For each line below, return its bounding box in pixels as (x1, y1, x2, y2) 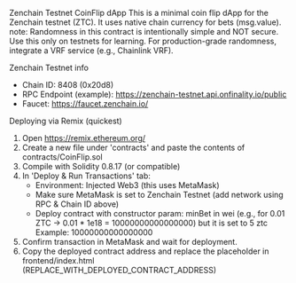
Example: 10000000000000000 (35, 227, 153, 238)
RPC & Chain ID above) (35, 199, 120, 209)
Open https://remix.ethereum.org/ (21, 133, 146, 143)
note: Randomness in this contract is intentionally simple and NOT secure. (9, 27, 279, 36)
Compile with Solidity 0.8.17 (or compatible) (21, 161, 181, 171)
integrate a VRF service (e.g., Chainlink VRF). (9, 45, 175, 56)
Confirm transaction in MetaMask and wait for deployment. (21, 237, 238, 247)
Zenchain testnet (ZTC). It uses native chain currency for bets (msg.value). (9, 17, 282, 28)
